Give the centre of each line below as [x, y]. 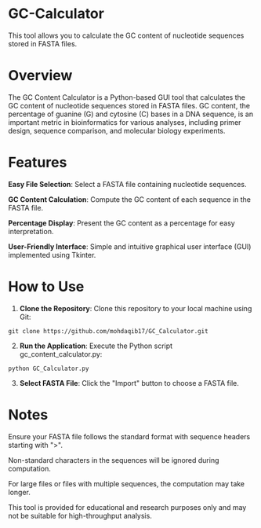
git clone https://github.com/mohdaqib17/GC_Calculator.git [109, 331]
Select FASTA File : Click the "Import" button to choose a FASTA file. [129, 383]
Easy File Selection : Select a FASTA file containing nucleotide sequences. [127, 184]
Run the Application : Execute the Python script [96, 346]
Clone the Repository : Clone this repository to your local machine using [136, 308]
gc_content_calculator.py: [61, 354]
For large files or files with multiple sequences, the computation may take [127, 483]
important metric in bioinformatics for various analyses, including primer [125, 122]
